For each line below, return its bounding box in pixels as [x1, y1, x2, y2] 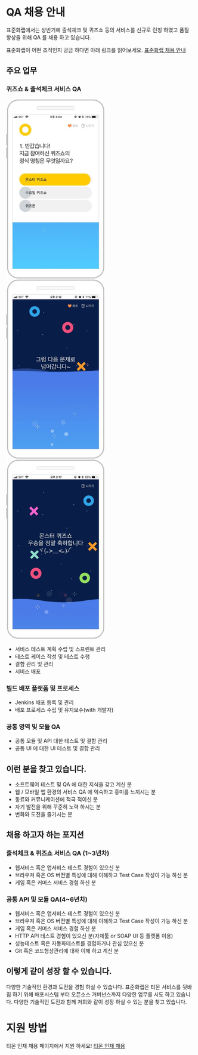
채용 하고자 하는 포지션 [6, 830, 85, 840]
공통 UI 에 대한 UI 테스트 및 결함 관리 [14, 745, 100, 752]
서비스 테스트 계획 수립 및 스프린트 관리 [14, 645, 106, 652]
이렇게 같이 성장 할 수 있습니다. [6, 966, 112, 976]
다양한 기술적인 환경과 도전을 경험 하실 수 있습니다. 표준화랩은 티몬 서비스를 [6, 983, 181, 991]
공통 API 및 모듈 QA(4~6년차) [6, 895, 88, 903]
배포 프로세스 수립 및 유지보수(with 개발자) [14, 706, 114, 713]
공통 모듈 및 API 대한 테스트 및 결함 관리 [14, 738, 107, 745]
